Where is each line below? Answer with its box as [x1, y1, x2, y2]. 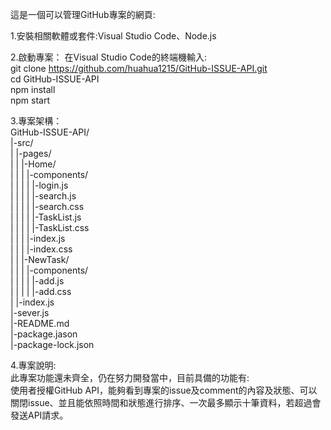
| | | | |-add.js [10, 275, 65, 287]
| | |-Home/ [10, 158, 57, 170]
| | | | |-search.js [10, 190, 77, 202]
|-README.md [10, 318, 70, 329]
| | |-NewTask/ [10, 254, 70, 265]
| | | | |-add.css [10, 286, 72, 297]
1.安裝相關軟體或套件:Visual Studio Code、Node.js [10, 30, 217, 42]
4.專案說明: [10, 359, 57, 371]
